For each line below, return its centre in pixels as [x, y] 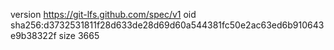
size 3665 [79, 35]
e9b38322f [33, 35]
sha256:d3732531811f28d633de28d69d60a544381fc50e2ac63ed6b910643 [167, 25]
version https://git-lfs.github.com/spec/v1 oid [103, 14]
